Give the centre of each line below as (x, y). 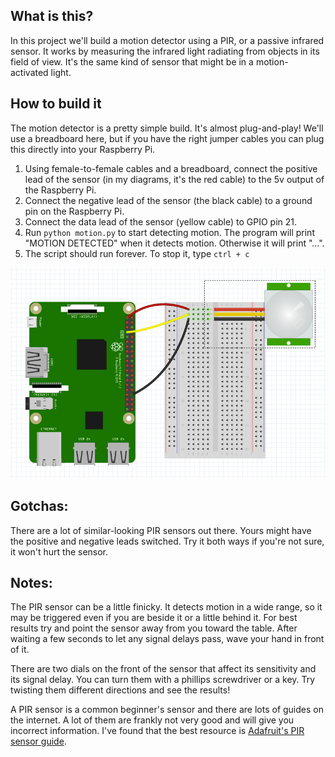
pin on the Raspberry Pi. (74, 211)
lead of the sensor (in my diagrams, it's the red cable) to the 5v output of (174, 179)
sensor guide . (38, 741)
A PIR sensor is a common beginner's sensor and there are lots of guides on (167, 710)
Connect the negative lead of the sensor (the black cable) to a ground (168, 200)
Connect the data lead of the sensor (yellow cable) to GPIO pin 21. (161, 221)
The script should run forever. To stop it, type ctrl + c (137, 253)
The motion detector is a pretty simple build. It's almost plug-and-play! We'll (167, 128)
